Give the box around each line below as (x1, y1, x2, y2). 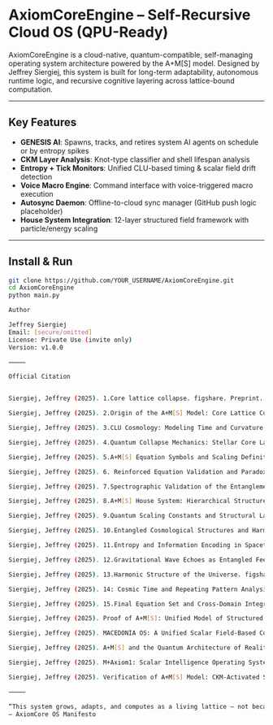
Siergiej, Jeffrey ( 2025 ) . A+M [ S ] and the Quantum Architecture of (8, 644, 242, 652)
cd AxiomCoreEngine (8, 284, 75, 292)
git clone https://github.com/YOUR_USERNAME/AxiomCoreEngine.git (8, 276, 234, 284)
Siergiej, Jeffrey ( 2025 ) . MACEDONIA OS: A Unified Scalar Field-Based (8, 629, 256, 637)
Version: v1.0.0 (8, 343, 63, 351)
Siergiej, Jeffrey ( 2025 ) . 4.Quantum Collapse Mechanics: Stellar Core (8, 438, 256, 446)
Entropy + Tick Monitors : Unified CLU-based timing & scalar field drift (19, 163, 256, 172)
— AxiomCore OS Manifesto (8, 710, 96, 718)
